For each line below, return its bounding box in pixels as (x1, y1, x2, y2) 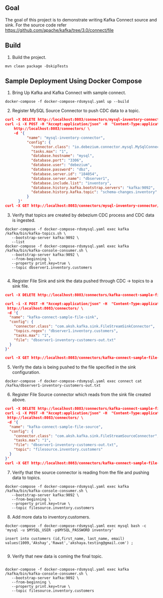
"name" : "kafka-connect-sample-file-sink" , (9, 315, 98, 320)
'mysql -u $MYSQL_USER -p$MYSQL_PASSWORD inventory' (5, 527, 114, 533)
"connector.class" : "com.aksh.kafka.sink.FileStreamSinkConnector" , (14, 324, 155, 329)
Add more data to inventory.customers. (12, 514, 91, 520)
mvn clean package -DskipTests (5, 63, 68, 69)
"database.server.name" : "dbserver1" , (31, 176, 110, 181)
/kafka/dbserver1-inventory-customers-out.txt (5, 383, 101, 388)
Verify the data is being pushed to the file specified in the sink (12, 364, 136, 370)
